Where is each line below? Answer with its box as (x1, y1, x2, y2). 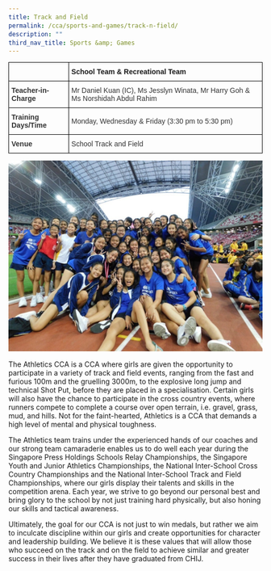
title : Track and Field (8, 13, 89, 21)
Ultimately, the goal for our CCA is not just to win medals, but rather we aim (8, 519, 259, 529)
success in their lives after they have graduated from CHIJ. (8, 554, 204, 564)
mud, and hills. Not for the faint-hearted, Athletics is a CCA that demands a (8, 411, 257, 421)
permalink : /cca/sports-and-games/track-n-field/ (8, 21, 179, 30)
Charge (11, 94, 36, 103)
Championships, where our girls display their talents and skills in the (8, 478, 235, 488)
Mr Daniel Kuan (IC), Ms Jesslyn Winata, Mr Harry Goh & (71, 86, 250, 95)
